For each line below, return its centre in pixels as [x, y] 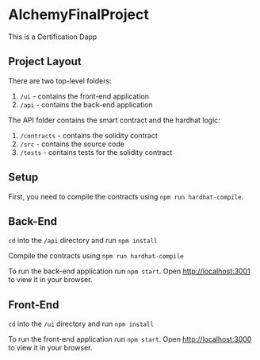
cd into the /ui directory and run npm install [81, 324]
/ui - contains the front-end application [84, 96]
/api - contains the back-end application [86, 104]
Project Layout [45, 62]
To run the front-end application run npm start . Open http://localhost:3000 [130, 339]
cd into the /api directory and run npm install [83, 241]
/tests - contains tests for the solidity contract [96, 152]
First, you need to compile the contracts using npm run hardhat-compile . [126, 196]
